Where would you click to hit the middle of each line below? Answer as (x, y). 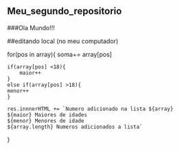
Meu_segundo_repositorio (65, 11)
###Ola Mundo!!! (31, 27)
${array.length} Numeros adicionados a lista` (75, 127)
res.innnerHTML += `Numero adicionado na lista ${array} (90, 109)
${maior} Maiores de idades (47, 115)
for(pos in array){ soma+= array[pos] (59, 54)
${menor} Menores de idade (46, 121)
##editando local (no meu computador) (63, 41)
